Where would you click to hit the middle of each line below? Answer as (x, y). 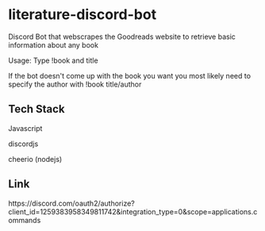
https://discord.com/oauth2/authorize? (71, 203)
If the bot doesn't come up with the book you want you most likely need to (130, 75)
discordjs (23, 144)
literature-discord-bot (83, 15)
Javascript (25, 128)
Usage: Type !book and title (53, 60)
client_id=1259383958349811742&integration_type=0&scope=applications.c (133, 211)
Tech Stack (36, 109)
